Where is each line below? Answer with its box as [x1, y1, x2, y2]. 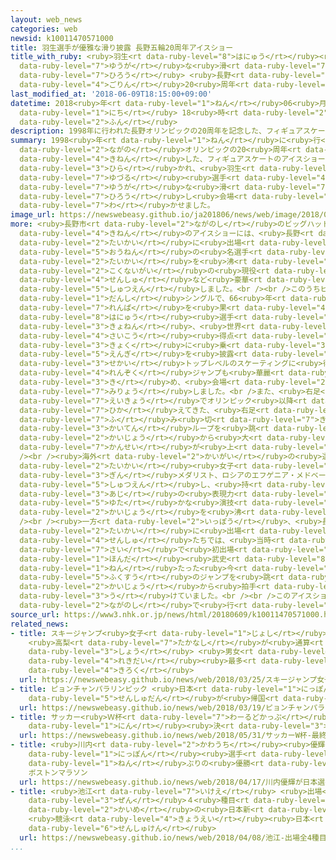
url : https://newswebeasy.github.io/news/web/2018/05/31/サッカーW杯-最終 [19, 731, 327, 741]
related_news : [10, 619, 70, 629]
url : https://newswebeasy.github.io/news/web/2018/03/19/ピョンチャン [19, 702, 311, 713]
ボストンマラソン [28, 767, 88, 778]
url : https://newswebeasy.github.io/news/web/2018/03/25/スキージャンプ [19, 675, 318, 685]
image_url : [10, 210, 56, 220]
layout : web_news [10, 14, 83, 25]
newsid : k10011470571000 [10, 33, 114, 43]
